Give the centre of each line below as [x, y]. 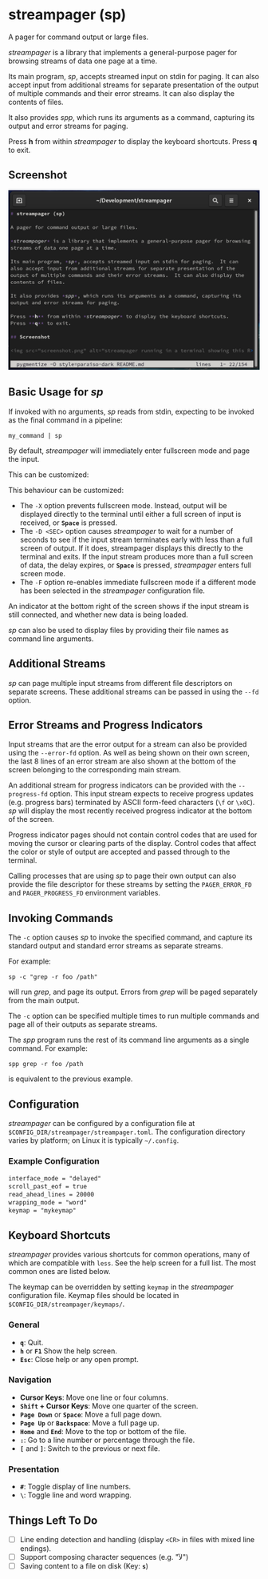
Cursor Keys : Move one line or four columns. [94, 1397]
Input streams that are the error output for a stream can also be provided [128, 744]
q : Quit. [32, 1342]
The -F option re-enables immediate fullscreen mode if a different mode [138, 582]
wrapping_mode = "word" [48, 1203]
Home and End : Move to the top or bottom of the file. [103, 1431]
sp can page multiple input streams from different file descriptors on [120, 683]
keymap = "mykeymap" [43, 1211]
